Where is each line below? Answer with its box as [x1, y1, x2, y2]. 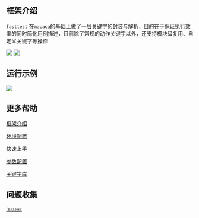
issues [6, 206, 22, 213]
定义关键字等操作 [6, 37, 48, 45]
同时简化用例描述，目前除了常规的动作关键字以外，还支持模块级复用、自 [16, 30, 194, 37]
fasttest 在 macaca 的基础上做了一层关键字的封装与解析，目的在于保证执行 [6, 23, 186, 30]
